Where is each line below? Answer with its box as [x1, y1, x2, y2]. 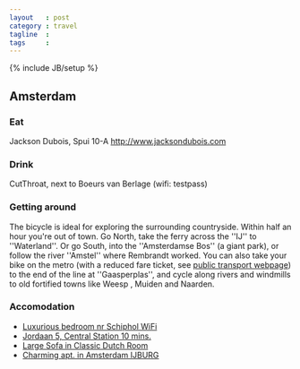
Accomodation [9, 301, 75, 313]
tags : [9, 38, 50, 47]
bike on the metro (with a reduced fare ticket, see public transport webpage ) [9, 259, 292, 270]
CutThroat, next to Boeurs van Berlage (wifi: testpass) [9, 178, 208, 189]
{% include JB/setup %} [9, 63, 99, 73]
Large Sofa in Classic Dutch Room [21, 339, 149, 350]
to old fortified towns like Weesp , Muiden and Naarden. [9, 279, 215, 289]
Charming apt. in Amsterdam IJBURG [21, 349, 159, 360]
